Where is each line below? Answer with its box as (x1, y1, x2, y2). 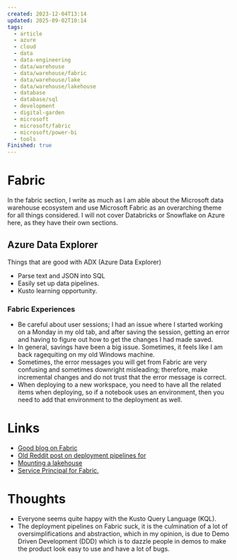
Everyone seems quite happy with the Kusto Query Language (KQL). (17, 515, 217, 523)
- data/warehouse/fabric (13, 69, 87, 76)
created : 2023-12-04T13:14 (7, 10, 87, 18)
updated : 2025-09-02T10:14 (7, 17, 87, 24)
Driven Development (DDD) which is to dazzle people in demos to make (17, 537, 226, 546)
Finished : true (7, 142, 52, 149)
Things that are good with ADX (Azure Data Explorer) (7, 258, 161, 266)
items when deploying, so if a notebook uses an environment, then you (17, 388, 224, 396)
